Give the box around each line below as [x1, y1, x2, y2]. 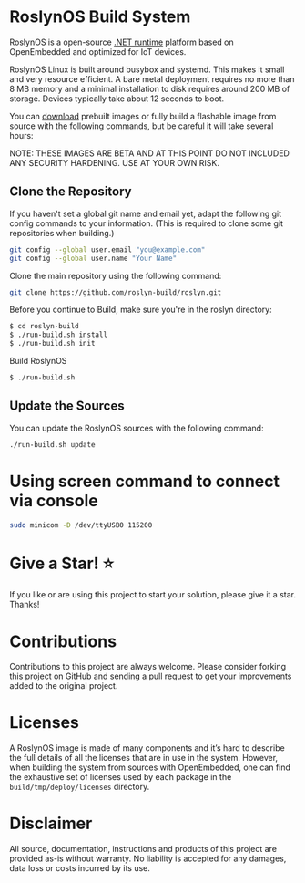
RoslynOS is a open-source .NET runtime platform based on [9, 36, 234, 47]
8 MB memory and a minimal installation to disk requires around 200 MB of [9, 83, 290, 94]
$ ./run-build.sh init [9, 339, 96, 348]
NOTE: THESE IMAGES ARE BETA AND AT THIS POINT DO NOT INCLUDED [9, 148, 290, 159]
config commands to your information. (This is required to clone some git [9, 217, 284, 229]
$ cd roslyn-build [9, 322, 79, 331]
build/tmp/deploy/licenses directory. [9, 782, 150, 793]
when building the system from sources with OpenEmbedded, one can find [9, 762, 291, 773]
